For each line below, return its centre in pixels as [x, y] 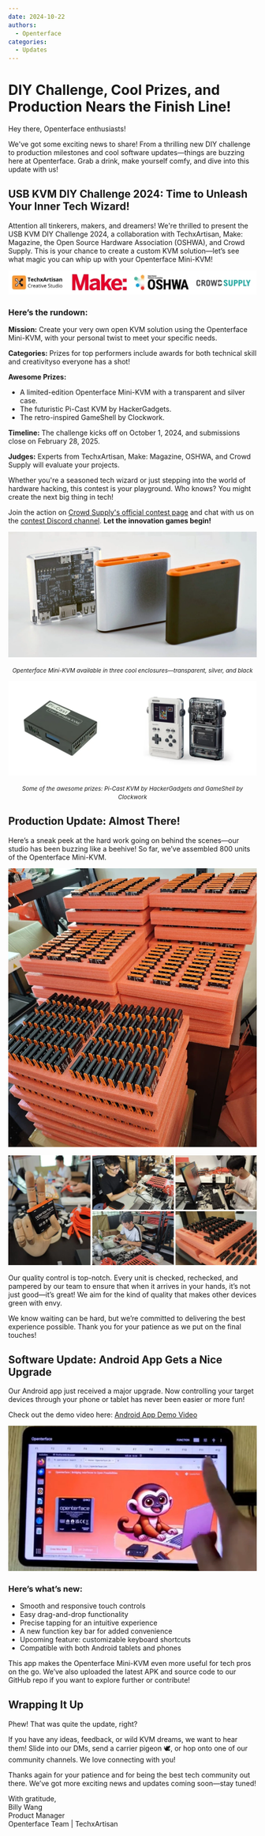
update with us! [34, 169]
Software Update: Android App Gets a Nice [116, 1360]
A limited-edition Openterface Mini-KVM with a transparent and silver [132, 392]
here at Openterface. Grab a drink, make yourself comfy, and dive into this [129, 161]
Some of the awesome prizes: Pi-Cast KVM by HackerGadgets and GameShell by [132, 788]
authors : [22, 25]
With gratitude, [32, 1798]
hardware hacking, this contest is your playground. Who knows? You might [130, 488]
